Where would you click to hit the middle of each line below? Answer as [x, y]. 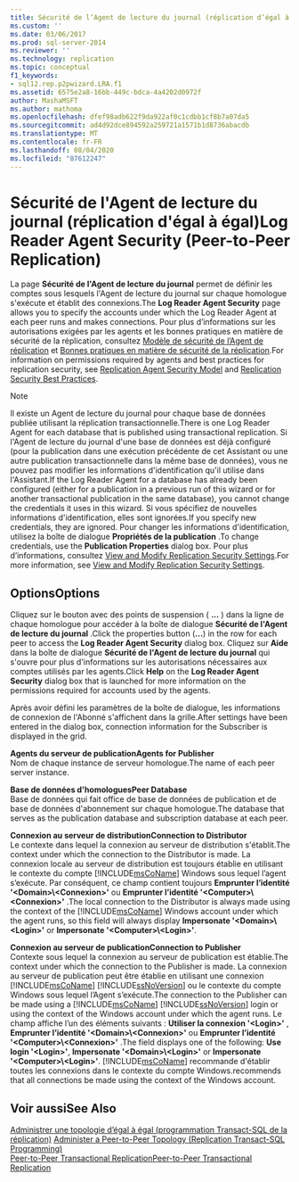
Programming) [36, 1149]
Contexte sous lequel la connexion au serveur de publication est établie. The [149, 957]
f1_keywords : [34, 76]
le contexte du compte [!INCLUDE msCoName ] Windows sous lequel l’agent [148, 873]
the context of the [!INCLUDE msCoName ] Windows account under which [144, 912]
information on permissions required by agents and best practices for [137, 360]
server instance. [40, 773]
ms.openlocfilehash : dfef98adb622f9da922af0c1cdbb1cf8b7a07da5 [130, 117]
